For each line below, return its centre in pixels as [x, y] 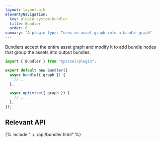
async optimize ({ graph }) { [40, 93]
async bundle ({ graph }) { [38, 75]
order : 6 [19, 28]
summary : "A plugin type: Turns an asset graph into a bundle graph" [79, 33]
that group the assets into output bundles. [48, 52]
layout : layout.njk [25, 10]
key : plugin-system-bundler [39, 19]
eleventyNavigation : [27, 14]
